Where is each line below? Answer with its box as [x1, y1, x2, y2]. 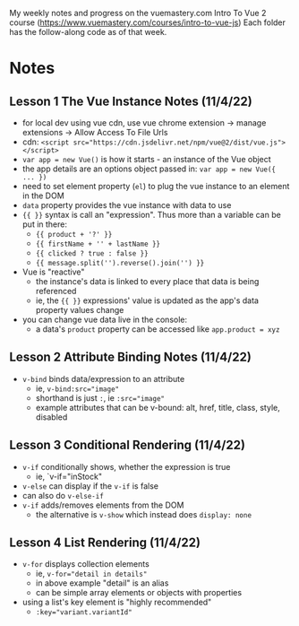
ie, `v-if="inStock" [35, 471, 103, 482]
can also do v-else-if [21, 490, 105, 500]
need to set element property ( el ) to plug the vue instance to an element [21, 181, 290, 191]
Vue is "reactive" [21, 266, 85, 277]
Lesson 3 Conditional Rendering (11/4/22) [9, 438, 246, 453]
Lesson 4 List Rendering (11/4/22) [9, 535, 201, 551]
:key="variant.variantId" [35, 608, 132, 617]
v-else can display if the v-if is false [21, 480, 159, 491]
